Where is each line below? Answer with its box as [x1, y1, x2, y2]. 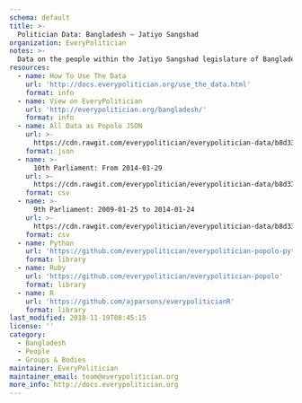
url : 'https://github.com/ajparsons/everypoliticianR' [25, 297, 235, 306]
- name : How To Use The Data [17, 72, 127, 81]
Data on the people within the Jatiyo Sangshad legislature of [17, 55, 259, 64]
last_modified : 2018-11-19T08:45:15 [9, 313, 147, 323]
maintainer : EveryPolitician [9, 364, 119, 372]
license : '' [9, 322, 54, 331]
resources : [9, 64, 50, 73]
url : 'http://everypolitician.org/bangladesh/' [25, 105, 207, 114]
